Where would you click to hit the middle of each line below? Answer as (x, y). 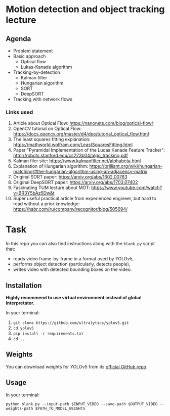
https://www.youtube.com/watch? (126, 188)
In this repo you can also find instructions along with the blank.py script (80, 244)
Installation (24, 285)
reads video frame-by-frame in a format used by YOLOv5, (73, 259)
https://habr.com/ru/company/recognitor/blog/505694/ (70, 209)
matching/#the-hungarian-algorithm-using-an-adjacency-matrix (80, 172)
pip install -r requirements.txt (48, 334)
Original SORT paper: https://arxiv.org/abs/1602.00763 (70, 177)
